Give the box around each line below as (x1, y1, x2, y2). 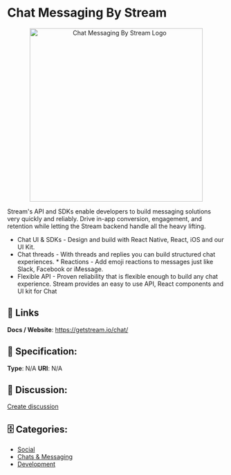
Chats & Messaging (17, 453, 73, 461)
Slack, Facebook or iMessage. (17, 265, 104, 273)
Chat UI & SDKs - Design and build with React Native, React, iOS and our (17, 235, 224, 243)
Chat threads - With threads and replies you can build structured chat (17, 250, 216, 258)
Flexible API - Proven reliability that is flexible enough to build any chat (17, 272, 219, 280)
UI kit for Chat (17, 286, 57, 295)
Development (17, 460, 56, 469)
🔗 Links (7, 307, 39, 319)
